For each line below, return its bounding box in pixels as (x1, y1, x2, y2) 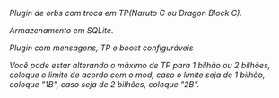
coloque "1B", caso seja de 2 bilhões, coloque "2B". (9, 79, 200, 89)
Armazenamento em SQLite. (9, 25, 114, 35)
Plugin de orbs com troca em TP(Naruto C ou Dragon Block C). (9, 8, 242, 18)
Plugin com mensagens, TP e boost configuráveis (9, 42, 194, 53)
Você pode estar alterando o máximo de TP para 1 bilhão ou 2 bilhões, (9, 60, 271, 70)
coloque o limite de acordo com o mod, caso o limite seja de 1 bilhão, (9, 69, 266, 80)
